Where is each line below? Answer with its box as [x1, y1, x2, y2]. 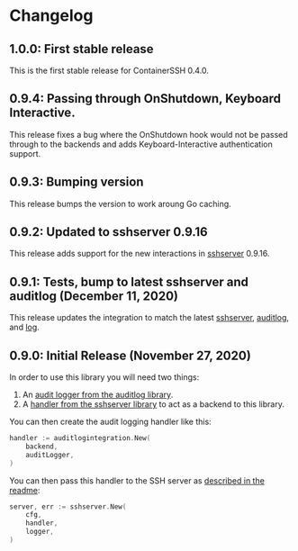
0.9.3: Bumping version [9, 175, 144, 190]
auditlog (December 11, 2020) [9, 288, 178, 303]
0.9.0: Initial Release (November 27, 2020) [9, 348, 252, 363]
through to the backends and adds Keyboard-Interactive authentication [9, 139, 273, 149]
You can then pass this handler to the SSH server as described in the [9, 474, 266, 486]
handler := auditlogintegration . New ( [9, 434, 151, 443]
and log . [9, 321, 41, 333]
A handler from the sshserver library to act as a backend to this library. [22, 399, 285, 410]
